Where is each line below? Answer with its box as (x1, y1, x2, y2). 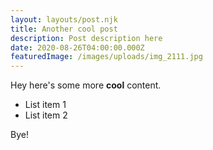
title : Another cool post (10, 24, 118, 34)
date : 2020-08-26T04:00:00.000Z (10, 42, 145, 53)
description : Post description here (10, 33, 163, 43)
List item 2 (24, 109, 68, 121)
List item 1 (24, 99, 67, 111)
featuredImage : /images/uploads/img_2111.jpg (10, 52, 203, 62)
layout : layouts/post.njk (10, 14, 118, 25)
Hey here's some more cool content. (10, 79, 162, 91)
